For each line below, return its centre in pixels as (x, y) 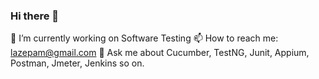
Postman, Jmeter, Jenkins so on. (77, 63)
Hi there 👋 (35, 16)
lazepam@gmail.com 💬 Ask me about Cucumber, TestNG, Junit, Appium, (160, 53)
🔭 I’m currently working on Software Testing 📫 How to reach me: (144, 38)
